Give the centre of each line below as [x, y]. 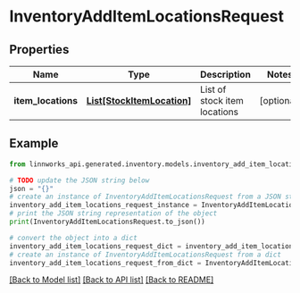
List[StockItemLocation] [139, 100]
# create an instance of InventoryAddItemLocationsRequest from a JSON [145, 197]
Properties [39, 50]
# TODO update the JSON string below [79, 180]
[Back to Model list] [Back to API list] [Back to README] [112, 280]
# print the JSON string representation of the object [113, 213]
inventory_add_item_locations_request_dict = [95, 246]
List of [213, 89]
